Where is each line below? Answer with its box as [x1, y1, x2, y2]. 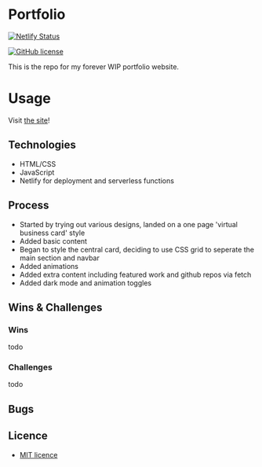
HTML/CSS [19, 159, 56, 168]
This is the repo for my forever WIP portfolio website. [8, 61, 179, 72]
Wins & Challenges [8, 300, 103, 314]
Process [8, 199, 49, 212]
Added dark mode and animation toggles [19, 278, 151, 288]
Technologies [8, 138, 77, 152]
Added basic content [19, 236, 88, 245]
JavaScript [19, 167, 55, 177]
